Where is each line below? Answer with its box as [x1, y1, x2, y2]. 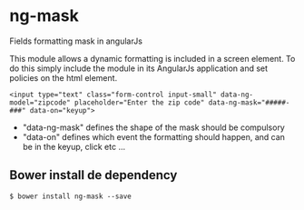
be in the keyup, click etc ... [22, 141, 126, 152]
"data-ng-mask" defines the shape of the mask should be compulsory [22, 122, 286, 133]
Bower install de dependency [9, 167, 178, 183]
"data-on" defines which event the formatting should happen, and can [22, 131, 286, 142]
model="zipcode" [9, 97, 71, 107]
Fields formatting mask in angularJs [9, 35, 143, 46]
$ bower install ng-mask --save [9, 192, 132, 201]
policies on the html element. [9, 72, 118, 83]
